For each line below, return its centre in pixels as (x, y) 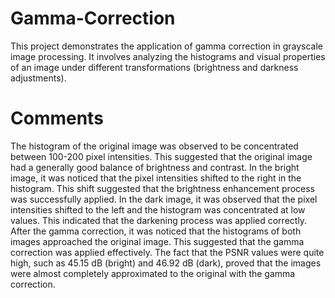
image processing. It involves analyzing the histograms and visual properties (168, 56)
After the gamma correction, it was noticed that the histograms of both (156, 231)
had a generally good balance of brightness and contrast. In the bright (155, 167)
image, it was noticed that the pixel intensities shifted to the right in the (156, 178)
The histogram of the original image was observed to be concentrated (154, 146)
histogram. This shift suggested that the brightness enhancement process (162, 188)
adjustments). (38, 78)
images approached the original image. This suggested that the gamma (157, 241)
